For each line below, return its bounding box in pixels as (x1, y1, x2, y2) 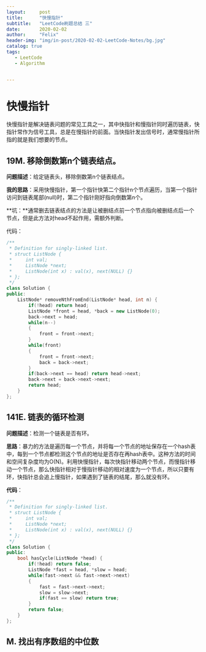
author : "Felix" (6, 32, 59, 38)
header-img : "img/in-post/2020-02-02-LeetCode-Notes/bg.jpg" (6, 37, 166, 44)
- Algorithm (14, 60, 45, 66)
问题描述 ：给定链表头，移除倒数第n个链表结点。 (6, 173, 128, 181)
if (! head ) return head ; (28, 302, 89, 308)
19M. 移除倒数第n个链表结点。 (6, 156, 121, 166)
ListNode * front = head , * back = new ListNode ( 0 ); (28, 308, 161, 314)
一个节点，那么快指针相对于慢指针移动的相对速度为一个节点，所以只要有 (11, 465, 194, 472)
